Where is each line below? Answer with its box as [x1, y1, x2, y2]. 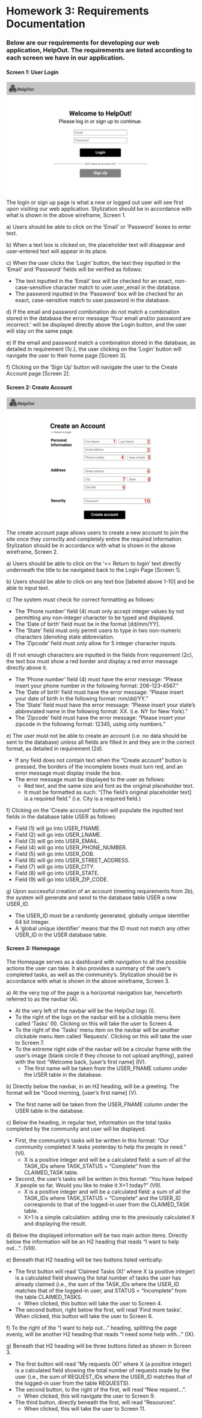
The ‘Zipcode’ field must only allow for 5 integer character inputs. [14, 639, 177, 646]
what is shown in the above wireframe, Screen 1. [6, 211, 126, 218]
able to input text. [6, 584, 50, 591]
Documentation [6, 17, 86, 31]
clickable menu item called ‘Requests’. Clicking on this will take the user [14, 1032, 192, 1039]
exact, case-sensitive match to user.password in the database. [14, 296, 170, 303]
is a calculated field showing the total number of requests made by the [14, 1366, 190, 1373]
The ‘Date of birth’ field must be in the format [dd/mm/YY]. [14, 620, 161, 627]
